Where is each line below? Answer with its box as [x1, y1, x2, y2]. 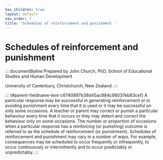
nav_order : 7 [5, 16, 32, 21]
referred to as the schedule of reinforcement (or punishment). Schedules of [5, 129, 157, 135]
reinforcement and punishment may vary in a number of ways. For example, [5, 134, 157, 140]
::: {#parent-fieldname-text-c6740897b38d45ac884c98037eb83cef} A [5, 92, 147, 98]
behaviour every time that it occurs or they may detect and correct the [5, 113, 146, 119]
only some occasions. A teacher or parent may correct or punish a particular [5, 108, 158, 114]
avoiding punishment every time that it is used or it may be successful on [5, 103, 152, 109]
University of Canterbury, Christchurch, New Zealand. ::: [5, 83, 118, 89]
